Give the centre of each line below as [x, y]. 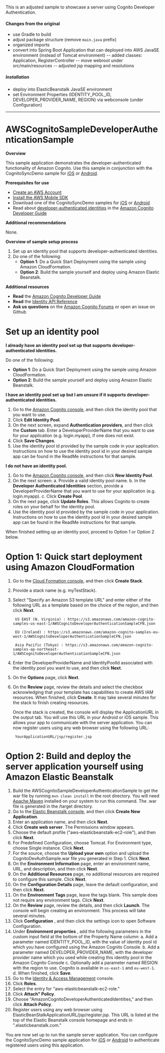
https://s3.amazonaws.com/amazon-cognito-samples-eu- [104, 632]
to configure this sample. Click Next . [49, 879]
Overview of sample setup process [42, 242]
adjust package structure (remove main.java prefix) [64, 40]
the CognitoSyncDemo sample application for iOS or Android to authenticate [82, 1040]
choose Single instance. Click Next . [48, 848]
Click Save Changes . [34, 441]
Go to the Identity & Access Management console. [63, 978]
